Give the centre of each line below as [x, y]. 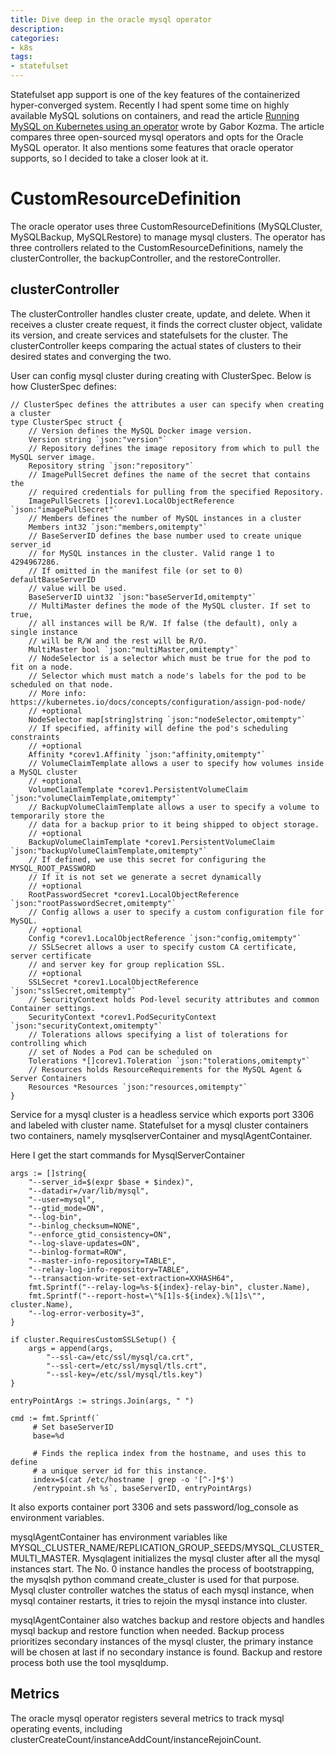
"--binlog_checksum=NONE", [84, 1226]
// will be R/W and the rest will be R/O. [118, 641]
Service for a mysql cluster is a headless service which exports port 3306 [162, 1114]
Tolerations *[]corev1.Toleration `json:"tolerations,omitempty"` [169, 1061]
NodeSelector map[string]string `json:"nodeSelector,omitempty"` [167, 719]
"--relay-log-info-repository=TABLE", [109, 1269]
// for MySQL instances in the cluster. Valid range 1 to [151, 553]
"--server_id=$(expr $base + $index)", [111, 1182]
